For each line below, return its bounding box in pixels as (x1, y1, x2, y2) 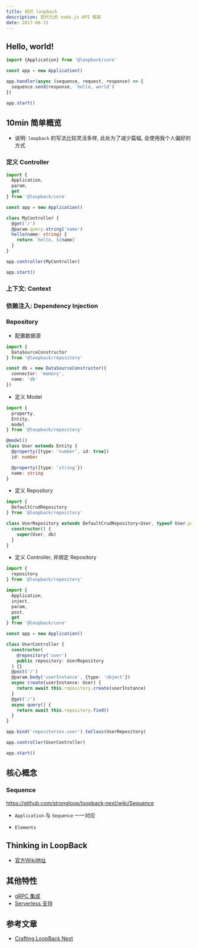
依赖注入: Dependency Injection (6, 301, 98, 310)
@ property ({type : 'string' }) (11, 464, 83, 471)
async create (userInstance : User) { (11, 680, 101, 686)
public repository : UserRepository (16, 658, 104, 664)
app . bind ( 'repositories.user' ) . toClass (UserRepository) (6, 729, 146, 735)
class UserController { (6, 641, 65, 648)
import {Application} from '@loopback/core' (6, 57, 117, 63)
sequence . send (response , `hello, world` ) (11, 84, 115, 90)
